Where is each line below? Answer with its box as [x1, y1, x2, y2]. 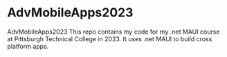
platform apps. [7, 42, 49, 50]
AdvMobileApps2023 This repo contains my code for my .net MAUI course [7, 27, 220, 36]
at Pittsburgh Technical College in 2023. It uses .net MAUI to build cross [7, 34, 212, 43]
